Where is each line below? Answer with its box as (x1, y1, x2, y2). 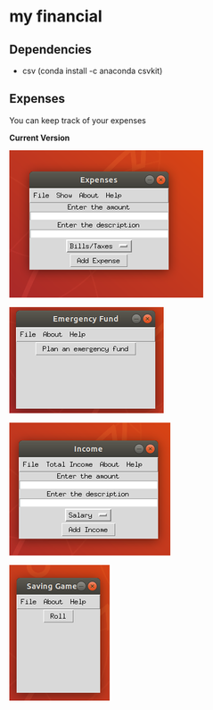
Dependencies (9, 42, 92, 57)
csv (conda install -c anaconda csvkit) (21, 65, 163, 76)
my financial (9, 6, 102, 27)
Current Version (9, 132, 70, 143)
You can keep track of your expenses (9, 114, 147, 126)
